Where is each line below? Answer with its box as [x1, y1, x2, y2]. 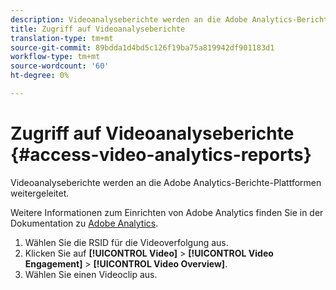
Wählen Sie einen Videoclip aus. [24, 268, 158, 280]
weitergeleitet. [10, 187, 70, 199]
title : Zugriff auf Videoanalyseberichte [10, 24, 186, 34]
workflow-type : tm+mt [10, 52, 101, 62]
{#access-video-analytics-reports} [10, 144, 312, 166]
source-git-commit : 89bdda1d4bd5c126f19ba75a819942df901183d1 [10, 42, 275, 53]
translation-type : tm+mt [10, 33, 114, 43]
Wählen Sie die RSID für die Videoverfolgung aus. [24, 236, 229, 248]
